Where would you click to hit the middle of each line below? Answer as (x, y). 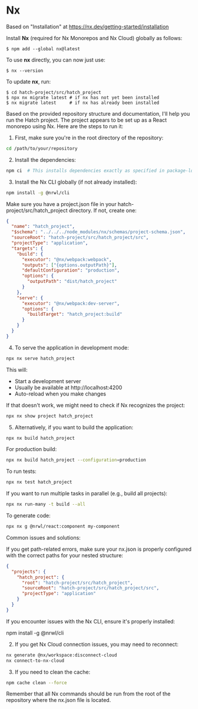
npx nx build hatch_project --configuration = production (76, 460)
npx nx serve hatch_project (41, 358)
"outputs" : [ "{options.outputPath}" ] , (69, 265)
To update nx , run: (29, 81)
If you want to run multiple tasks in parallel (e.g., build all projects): (87, 494)
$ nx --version (25, 71)
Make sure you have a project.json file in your (61, 204)
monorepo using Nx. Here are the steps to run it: (65, 126)
